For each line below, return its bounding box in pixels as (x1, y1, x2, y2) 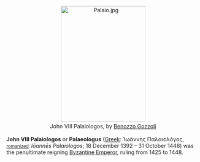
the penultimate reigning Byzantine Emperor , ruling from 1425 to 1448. (6, 149, 183, 156)
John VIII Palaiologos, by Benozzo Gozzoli (50, 122, 156, 130)
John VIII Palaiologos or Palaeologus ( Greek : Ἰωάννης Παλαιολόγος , (6, 135, 184, 142)
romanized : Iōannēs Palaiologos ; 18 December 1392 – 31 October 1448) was (6, 142, 194, 149)
